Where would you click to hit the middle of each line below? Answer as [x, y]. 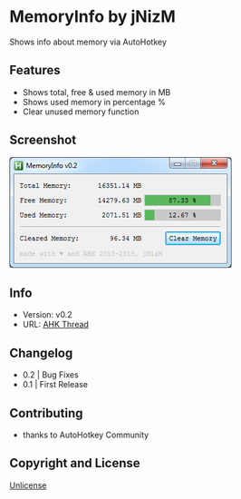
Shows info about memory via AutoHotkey [88, 42]
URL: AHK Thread [55, 325]
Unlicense [28, 485]
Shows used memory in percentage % [94, 102]
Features [35, 70]
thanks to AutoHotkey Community [86, 435]
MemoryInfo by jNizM [93, 17]
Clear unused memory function [81, 112]
